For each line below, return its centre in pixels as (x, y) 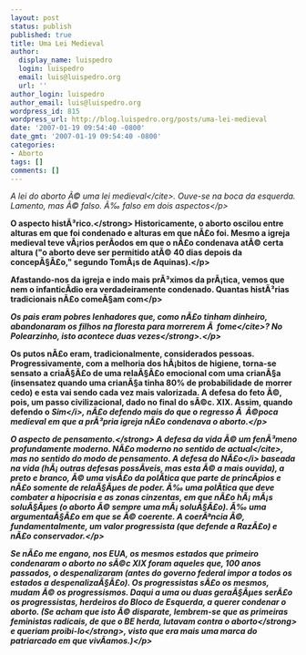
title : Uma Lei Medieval (57, 43)
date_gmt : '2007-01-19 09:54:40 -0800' (86, 137)
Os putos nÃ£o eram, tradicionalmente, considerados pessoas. (133, 354)
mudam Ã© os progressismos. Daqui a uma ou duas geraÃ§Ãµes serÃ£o (152, 592)
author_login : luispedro (57, 94)
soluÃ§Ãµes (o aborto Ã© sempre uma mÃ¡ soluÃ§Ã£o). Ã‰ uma (138, 507)
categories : (33, 145)
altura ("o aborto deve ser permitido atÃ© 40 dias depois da (126, 252)
